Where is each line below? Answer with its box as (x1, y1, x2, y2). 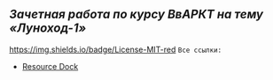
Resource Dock (21, 61, 79, 71)
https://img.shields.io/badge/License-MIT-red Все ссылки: (9, 44, 222, 55)
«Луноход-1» (9, 21, 87, 36)
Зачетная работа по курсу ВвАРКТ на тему (9, 7, 264, 22)
